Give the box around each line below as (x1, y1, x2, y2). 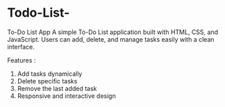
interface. (7, 42, 35, 51)
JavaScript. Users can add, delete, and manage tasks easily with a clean (7, 35, 215, 43)
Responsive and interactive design (17, 92, 116, 100)
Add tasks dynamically (17, 69, 83, 78)
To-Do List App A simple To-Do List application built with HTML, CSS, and (7, 28, 219, 36)
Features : (7, 56, 36, 64)
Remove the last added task (17, 84, 97, 92)
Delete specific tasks (17, 76, 78, 85)
